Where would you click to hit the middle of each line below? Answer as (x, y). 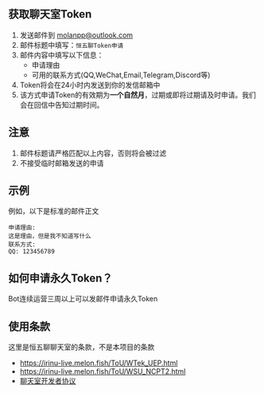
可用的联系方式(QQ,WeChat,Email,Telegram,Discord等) (121, 75)
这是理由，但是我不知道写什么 (50, 236)
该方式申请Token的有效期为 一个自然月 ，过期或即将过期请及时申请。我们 (138, 95)
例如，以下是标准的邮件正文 (54, 211)
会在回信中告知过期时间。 (62, 104)
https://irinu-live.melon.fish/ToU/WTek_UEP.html (99, 363)
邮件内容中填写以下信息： (62, 55)
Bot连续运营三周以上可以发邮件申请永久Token (83, 299)
